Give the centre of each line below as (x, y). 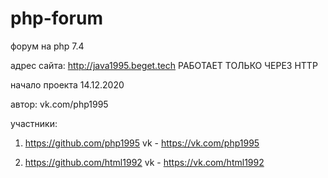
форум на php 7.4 (47, 46)
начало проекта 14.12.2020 (67, 84)
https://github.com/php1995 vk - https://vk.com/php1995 (142, 143)
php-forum (56, 18)
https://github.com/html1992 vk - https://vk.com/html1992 (144, 162)
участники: (34, 123)
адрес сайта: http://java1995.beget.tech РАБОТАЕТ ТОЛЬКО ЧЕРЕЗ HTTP (164, 65)
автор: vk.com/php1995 (59, 104)
